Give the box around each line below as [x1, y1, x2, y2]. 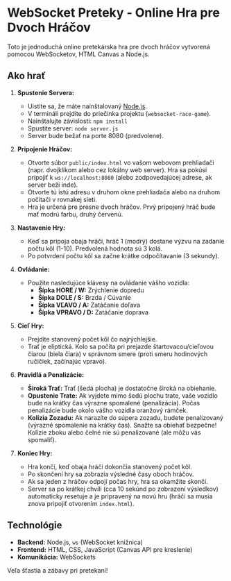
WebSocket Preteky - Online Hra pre [7, 5, 220, 21]
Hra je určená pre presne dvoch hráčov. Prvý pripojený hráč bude [27, 203, 216, 211]
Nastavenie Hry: [17, 224, 66, 232]
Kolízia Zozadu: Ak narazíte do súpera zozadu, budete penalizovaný [27, 413, 224, 421]
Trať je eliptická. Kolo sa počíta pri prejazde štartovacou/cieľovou [27, 342, 214, 351]
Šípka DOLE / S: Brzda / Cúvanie [37, 293, 132, 301]
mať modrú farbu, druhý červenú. [27, 210, 123, 218]
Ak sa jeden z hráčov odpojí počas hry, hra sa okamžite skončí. [27, 477, 208, 485]
